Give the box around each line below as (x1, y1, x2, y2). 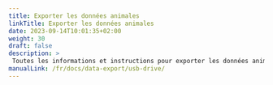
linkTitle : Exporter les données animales (8, 19, 154, 28)
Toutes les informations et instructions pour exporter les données (11, 57, 249, 66)
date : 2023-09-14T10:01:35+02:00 (8, 27, 122, 35)
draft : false (8, 42, 53, 50)
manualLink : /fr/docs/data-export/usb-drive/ (8, 65, 165, 73)
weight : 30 (8, 34, 45, 43)
